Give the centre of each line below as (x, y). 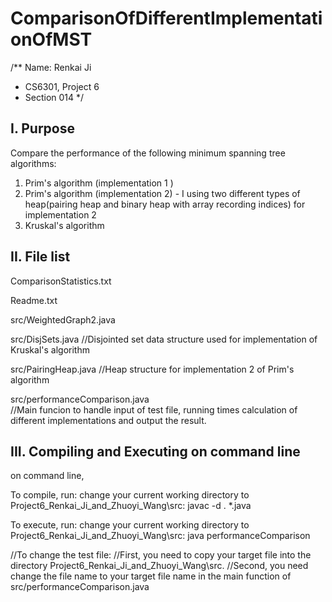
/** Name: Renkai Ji (51, 67)
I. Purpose (43, 128)
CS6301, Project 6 (62, 86)
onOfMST (51, 39)
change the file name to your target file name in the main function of (151, 576)
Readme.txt (34, 300)
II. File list (40, 257)
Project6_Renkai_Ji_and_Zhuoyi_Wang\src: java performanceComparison (160, 536)
